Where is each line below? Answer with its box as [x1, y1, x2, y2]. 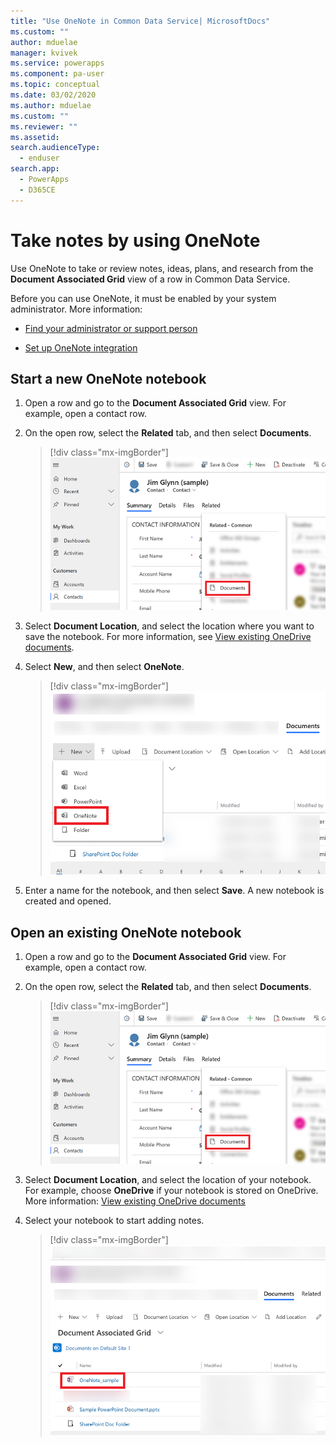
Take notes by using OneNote [10, 229, 261, 252]
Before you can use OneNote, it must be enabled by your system [10, 292, 277, 304]
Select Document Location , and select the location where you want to [24, 620, 315, 632]
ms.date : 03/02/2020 [10, 90, 97, 100]
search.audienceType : [10, 143, 101, 153]
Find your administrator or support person [24, 322, 198, 334]
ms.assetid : [10, 132, 60, 142]
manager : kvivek [10, 48, 78, 58]
